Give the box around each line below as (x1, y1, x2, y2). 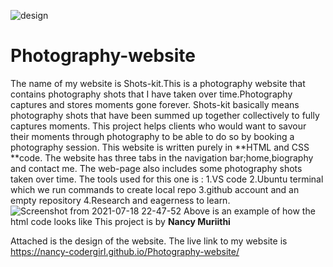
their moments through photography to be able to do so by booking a (10, 130, 295, 142)
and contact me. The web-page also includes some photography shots (10, 162, 303, 174)
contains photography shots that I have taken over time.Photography (10, 88, 293, 100)
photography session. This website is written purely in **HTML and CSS (10, 141, 310, 153)
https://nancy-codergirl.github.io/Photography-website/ (10, 245, 240, 257)
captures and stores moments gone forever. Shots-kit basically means (10, 98, 300, 110)
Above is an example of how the (183, 205, 316, 217)
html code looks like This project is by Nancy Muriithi (10, 215, 231, 227)
